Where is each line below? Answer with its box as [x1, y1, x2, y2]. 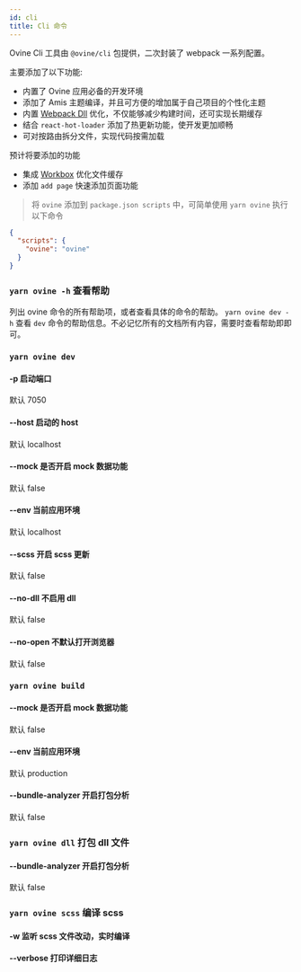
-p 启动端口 [9, 373, 52, 384]
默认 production [9, 767, 68, 778]
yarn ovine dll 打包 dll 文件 [9, 836, 130, 849]
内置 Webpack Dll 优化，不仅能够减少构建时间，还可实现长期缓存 [22, 108, 263, 119]
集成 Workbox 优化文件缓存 [22, 168, 124, 180]
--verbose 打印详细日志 [9, 953, 98, 964]
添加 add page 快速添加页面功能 [22, 180, 138, 190]
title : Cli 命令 [9, 22, 67, 31]
